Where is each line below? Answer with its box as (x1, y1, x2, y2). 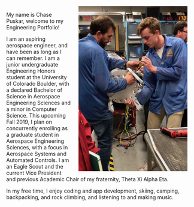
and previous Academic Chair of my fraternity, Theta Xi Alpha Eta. (6, 176, 169, 182)
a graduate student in (6, 131, 59, 138)
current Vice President (6, 169, 62, 176)
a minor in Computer (6, 106, 57, 113)
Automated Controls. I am (6, 157, 69, 164)
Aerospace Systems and (6, 150, 67, 157)
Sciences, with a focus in (6, 144, 68, 151)
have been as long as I (6, 48, 62, 55)
